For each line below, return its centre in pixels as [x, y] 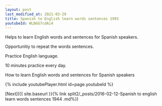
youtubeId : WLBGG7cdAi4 [29, 23]
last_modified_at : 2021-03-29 [36, 14]
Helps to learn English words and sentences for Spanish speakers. [72, 37]
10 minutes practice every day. [36, 65]
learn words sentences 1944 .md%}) [42, 99]
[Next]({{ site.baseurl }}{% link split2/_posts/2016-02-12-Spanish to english [81, 94]
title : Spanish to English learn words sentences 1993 [62, 19]
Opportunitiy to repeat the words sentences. [50, 46]
